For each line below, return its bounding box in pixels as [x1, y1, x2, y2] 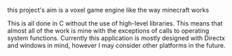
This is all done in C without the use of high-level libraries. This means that [7, 19, 223, 27]
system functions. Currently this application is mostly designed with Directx [7, 34, 226, 42]
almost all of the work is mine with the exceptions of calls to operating [7, 27, 210, 35]
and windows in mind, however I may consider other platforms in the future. [7, 41, 226, 49]
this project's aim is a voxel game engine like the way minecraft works [7, 6, 210, 14]
